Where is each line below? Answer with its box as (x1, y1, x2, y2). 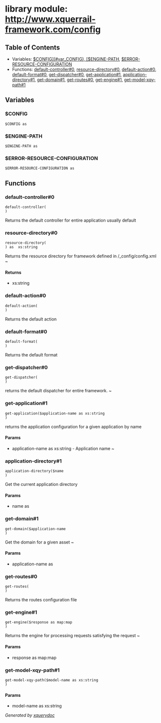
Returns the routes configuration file (5, 597, 77, 603)
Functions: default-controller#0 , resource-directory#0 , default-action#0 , (12, 66, 157, 72)
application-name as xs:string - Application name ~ (12, 445, 115, 451)
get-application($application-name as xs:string (5, 411, 105, 416)
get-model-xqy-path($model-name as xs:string (5, 677, 98, 682)
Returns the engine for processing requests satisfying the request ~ (5, 633, 140, 639)
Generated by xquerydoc (5, 712, 55, 718)
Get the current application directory (5, 482, 78, 487)
